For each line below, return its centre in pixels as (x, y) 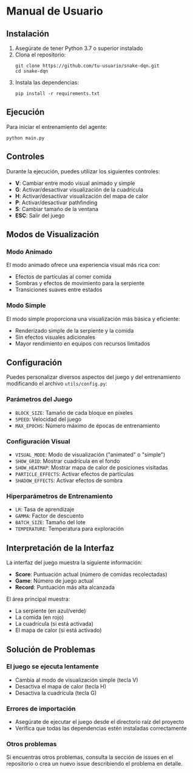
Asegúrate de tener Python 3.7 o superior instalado (79, 48)
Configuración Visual (38, 441)
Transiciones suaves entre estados (59, 289)
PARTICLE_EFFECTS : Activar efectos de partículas (74, 474)
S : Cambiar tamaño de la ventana (57, 209)
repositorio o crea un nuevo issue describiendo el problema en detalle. (95, 764)
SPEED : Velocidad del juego (48, 419)
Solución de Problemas (51, 649)
